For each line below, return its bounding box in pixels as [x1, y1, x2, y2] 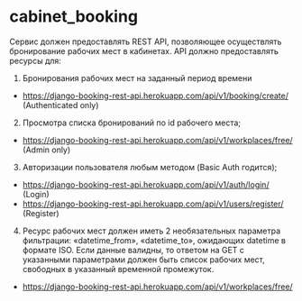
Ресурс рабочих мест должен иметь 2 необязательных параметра [22, 225, 281, 236]
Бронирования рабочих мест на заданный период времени [22, 72, 252, 83]
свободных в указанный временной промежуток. [22, 263, 215, 274]
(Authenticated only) [22, 99, 99, 110]
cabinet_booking [9, 6, 138, 27]
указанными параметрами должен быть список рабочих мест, [22, 254, 266, 265]
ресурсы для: [9, 55, 61, 66]
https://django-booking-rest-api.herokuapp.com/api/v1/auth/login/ [22, 178, 270, 190]
